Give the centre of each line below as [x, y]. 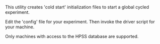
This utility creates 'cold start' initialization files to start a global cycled [77, 7]
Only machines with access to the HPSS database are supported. [72, 36]
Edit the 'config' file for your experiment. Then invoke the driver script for [80, 22]
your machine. [20, 27]
